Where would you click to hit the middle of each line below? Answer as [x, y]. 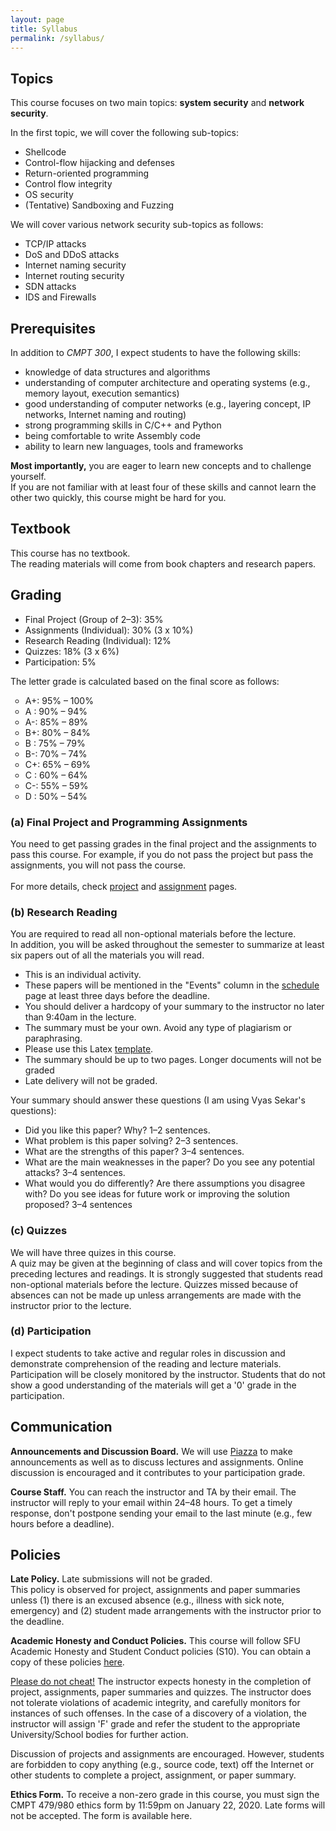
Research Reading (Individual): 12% [98, 640]
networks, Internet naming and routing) [105, 414]
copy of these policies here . [67, 1662]
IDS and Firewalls [60, 297]
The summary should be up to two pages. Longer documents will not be [173, 1060]
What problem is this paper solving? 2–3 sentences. [131, 1141]
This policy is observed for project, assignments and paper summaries [155, 1590]
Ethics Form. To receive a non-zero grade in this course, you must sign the [165, 1795]
